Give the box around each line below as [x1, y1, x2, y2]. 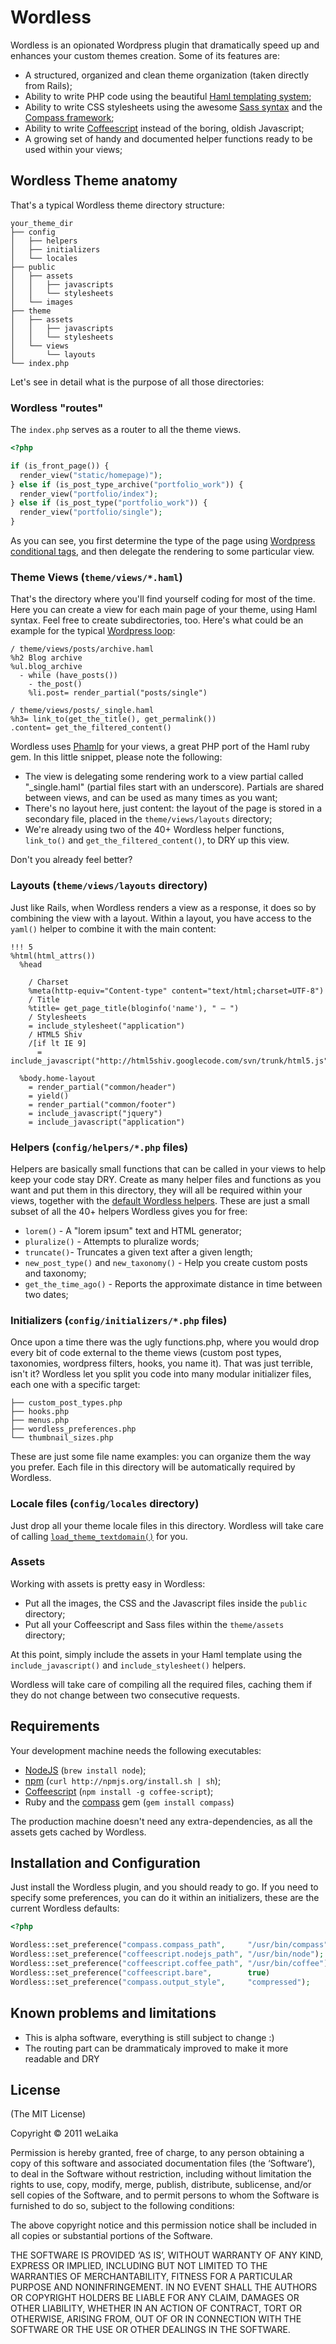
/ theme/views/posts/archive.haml [10, 644, 155, 655]
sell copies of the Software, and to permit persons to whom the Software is [10, 2189, 320, 2201]
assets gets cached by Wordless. [10, 1826, 147, 1838]
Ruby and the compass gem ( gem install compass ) [24, 1796, 235, 1808]
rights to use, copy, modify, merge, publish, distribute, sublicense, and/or [10, 2179, 312, 2191]
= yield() [28, 1091, 70, 1101]
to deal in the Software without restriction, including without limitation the [10, 2168, 312, 2180]
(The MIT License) [10, 2108, 87, 2120]
